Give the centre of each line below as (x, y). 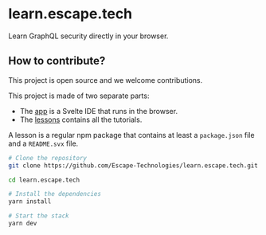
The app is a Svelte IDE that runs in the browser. (98, 111)
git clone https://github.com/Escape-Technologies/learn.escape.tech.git (133, 165)
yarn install (30, 202)
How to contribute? (57, 61)
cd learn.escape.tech (44, 180)
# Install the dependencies (55, 194)
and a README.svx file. (43, 143)
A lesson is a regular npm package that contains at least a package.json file (131, 135)
